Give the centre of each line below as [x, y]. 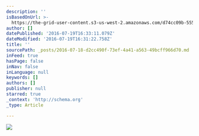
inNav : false [22, 67]
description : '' [26, 12]
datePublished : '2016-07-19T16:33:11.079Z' [61, 34]
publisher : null [26, 89]
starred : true [24, 94]
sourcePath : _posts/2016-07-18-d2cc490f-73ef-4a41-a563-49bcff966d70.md [98, 50]
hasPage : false [25, 61]
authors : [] [21, 83]
